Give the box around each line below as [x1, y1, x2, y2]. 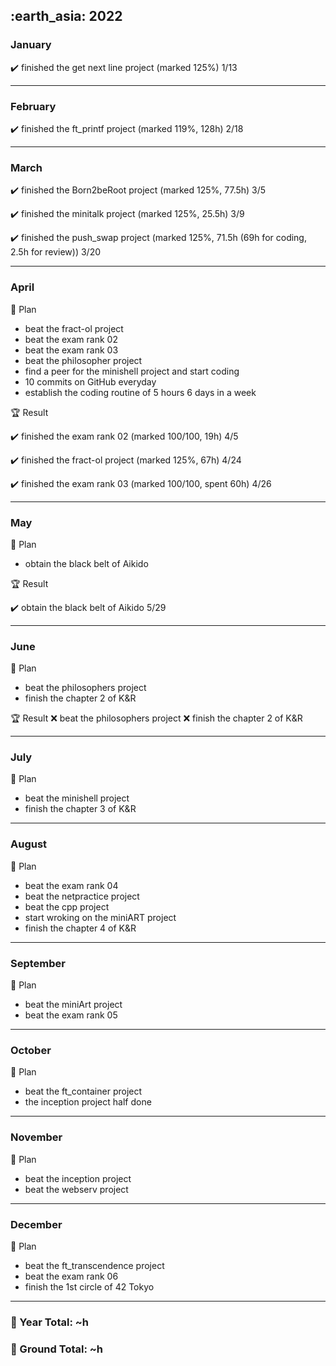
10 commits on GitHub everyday [24, 375, 157, 388]
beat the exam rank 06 [24, 1270, 119, 1282]
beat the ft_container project [24, 1085, 143, 1098]
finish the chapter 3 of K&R [24, 803, 137, 815]
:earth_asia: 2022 [10, 8, 123, 25]
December [10, 1217, 63, 1231]
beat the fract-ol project [24, 322, 124, 334]
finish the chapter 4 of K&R [24, 922, 137, 934]
